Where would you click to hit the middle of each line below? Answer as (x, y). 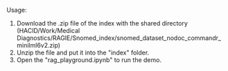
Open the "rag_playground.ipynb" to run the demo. (89, 60)
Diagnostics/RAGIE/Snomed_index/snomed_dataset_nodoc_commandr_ (119, 38)
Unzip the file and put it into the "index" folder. (83, 52)
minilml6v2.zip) (38, 45)
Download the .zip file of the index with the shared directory (102, 23)
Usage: (17, 10)
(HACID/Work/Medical (48, 31)
